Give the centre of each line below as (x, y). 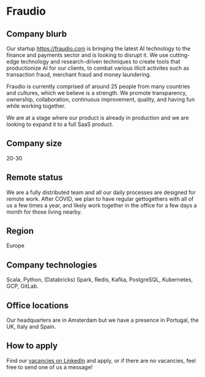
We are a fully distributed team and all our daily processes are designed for (101, 192)
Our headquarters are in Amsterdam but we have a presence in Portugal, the (102, 320)
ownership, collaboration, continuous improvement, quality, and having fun (101, 99)
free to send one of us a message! (50, 367)
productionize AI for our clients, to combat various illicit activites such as (98, 68)
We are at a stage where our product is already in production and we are (98, 118)
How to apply (32, 346)
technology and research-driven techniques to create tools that (100, 62)
